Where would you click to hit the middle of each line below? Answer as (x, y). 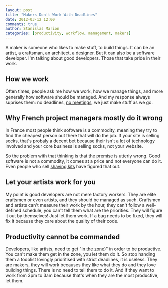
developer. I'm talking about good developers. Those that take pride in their (83, 58)
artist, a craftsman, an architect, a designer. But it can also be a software (80, 53)
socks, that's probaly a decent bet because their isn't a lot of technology (80, 141)
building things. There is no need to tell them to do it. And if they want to (80, 270)
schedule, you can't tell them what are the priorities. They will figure (93, 210)
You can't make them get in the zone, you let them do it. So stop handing (80, 254)
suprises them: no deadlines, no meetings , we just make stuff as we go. (79, 102)
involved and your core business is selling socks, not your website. (74, 146)
